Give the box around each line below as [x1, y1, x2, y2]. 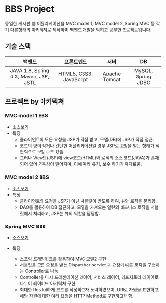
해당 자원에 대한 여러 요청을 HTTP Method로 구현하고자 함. [19, 293, 134, 299]
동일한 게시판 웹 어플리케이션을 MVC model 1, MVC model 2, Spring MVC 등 [5, 20, 155, 26]
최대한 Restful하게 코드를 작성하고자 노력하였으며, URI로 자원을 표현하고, [19, 287, 160, 293]
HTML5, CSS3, [58, 70, 93, 77]
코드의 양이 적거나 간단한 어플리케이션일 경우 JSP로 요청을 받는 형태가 [19, 143, 155, 149]
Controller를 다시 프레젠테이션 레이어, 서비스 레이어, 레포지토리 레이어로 [19, 274, 159, 280]
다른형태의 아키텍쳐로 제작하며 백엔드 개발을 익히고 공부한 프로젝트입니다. [10, 26, 152, 33]
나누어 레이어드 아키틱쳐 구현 [19, 280, 76, 287]
